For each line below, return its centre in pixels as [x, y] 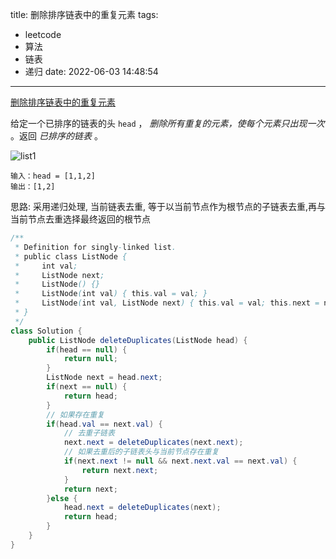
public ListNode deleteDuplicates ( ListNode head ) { [138, 340]
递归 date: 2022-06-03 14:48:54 [91, 71]
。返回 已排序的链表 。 [56, 136]
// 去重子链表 [89, 433]
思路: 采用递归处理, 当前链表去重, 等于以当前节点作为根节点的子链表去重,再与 [168, 206]
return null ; [90, 359]
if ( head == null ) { [87, 349]
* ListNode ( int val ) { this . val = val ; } [111, 294]
